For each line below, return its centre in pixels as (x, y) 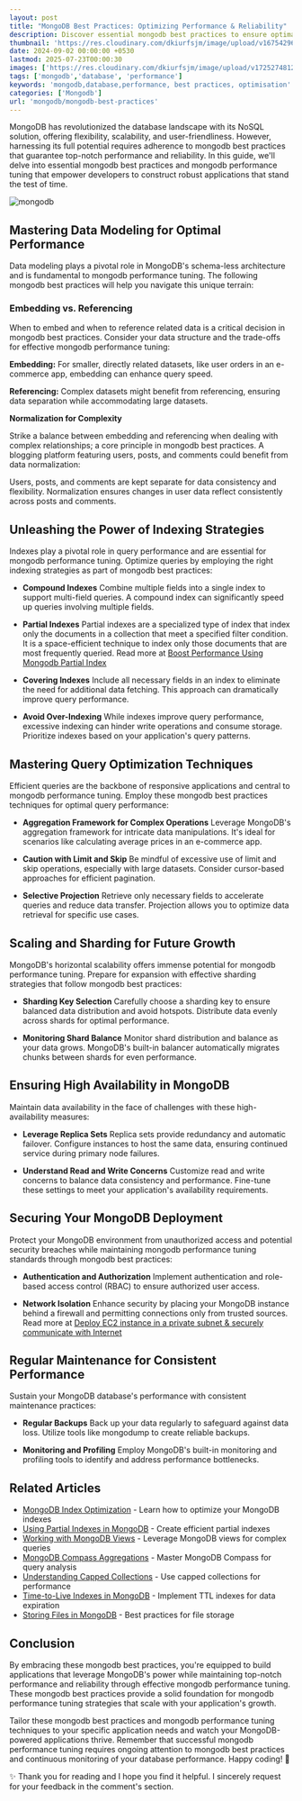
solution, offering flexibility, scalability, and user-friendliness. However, (140, 137)
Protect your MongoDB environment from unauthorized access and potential (151, 1240)
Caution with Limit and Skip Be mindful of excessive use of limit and (149, 859)
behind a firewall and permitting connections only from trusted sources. (155, 1313)
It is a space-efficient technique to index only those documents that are (155, 644)
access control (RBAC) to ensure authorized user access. (154, 1286)
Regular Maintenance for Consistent (113, 1360)
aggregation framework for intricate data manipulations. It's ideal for (149, 832)
